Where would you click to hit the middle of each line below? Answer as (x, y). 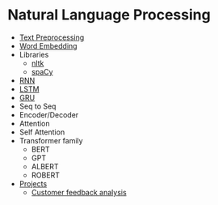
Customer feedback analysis (79, 192)
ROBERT (45, 175)
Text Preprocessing (52, 37)
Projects (33, 183)
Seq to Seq (38, 106)
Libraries (34, 54)
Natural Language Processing (109, 15)
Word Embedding (48, 45)
